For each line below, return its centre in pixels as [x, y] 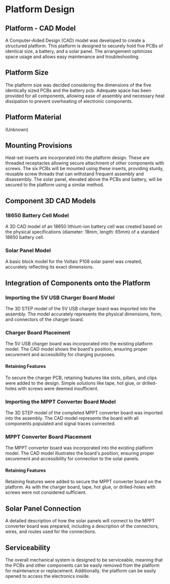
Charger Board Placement [38, 333]
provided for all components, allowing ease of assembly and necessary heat [85, 96]
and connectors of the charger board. [45, 320]
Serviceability [28, 548]
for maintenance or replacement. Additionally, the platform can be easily [81, 571]
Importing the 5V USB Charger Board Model [60, 298]
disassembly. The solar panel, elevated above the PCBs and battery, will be [84, 179]
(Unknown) [17, 129]
